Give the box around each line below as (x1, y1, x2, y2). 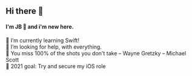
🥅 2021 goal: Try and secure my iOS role (5, 62, 107, 70)
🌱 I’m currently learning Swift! (5, 36, 80, 44)
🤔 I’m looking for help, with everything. (5, 43, 102, 50)
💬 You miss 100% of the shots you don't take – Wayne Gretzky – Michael (5, 49, 187, 57)
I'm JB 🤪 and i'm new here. (5, 22, 74, 30)
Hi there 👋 (5, 6, 44, 16)
